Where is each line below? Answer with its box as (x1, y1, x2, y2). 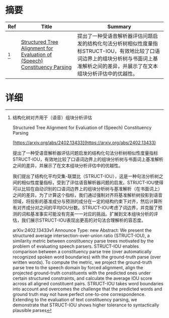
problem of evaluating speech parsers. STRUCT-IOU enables (12, 243, 139, 249)
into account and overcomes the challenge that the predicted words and (12, 286, 162, 292)
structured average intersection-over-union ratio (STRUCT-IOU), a (12, 232, 150, 239)
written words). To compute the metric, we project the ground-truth (12, 259, 152, 265)
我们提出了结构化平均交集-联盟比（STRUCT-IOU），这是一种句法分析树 (12, 173, 159, 179)
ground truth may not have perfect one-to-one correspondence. (12, 291, 146, 297)
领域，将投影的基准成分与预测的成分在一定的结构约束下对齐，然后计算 (12, 198, 158, 204)
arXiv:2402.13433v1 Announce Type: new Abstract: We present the (12, 227, 152, 233)
